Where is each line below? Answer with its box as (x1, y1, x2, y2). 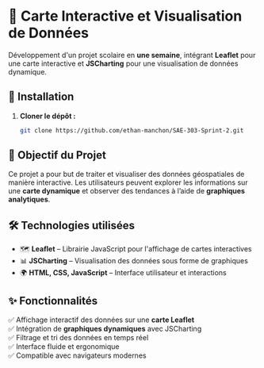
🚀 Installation (8, 90, 75, 104)
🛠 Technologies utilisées (8, 218, 136, 232)
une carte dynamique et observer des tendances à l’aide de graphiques (8, 186, 246, 196)
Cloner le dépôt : (19, 111, 76, 121)
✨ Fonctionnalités (8, 293, 98, 308)
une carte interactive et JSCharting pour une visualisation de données (8, 59, 239, 68)
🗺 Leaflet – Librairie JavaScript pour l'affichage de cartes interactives (19, 244, 252, 254)
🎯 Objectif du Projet (8, 148, 107, 162)
